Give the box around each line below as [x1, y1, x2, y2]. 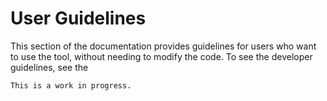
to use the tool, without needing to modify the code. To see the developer [10, 50, 313, 62]
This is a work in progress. [10, 80, 132, 91]
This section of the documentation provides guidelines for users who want [10, 40, 317, 52]
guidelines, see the [10, 61, 89, 73]
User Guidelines [10, 7, 147, 30]
